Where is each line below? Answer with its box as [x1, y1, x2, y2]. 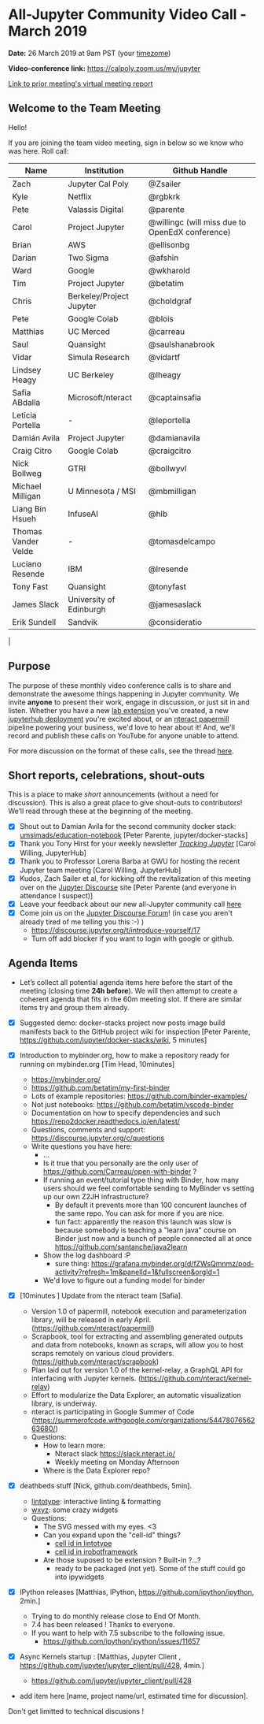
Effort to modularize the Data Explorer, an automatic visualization [31, 1390, 242, 1399]
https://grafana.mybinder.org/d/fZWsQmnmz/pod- [91, 1258, 255, 1268]
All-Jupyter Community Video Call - [8, 6, 247, 24]
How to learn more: [42, 1440, 106, 1450]
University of [68, 593, 115, 604]
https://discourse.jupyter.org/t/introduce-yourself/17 [31, 925, 200, 934]
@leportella [148, 414, 191, 425]
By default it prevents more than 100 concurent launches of [54, 1200, 247, 1209]
